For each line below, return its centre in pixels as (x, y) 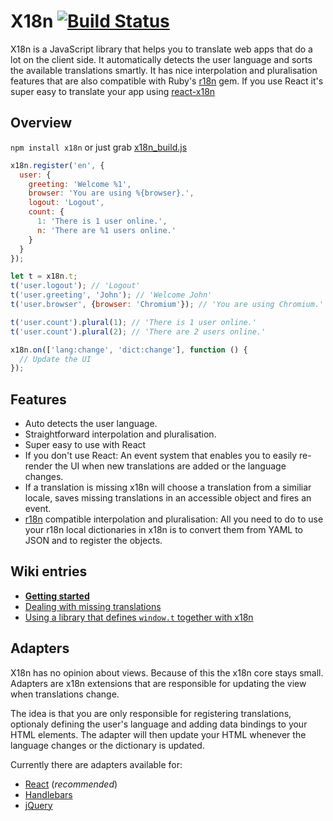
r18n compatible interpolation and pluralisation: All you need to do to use (174, 519)
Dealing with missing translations (93, 606)
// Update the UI (55, 359)
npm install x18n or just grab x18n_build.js (99, 147)
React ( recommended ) (71, 784)
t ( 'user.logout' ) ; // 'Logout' (75, 286)
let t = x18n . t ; (44, 276)
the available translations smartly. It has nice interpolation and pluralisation (164, 70)
